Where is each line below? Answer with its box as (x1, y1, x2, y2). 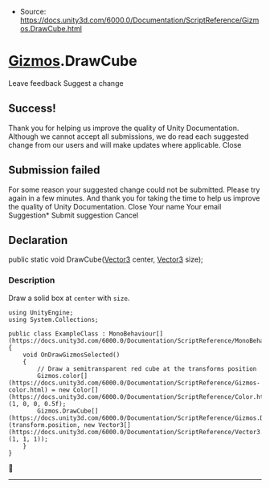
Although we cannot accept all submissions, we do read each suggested (8, 132, 249, 141)
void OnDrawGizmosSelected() (22, 351, 121, 359)
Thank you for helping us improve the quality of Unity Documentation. (8, 123, 239, 132)
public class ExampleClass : (8, 329, 106, 338)
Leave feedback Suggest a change (8, 78, 124, 87)
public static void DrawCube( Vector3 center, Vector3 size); (8, 254, 203, 264)
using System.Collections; (8, 315, 99, 323)
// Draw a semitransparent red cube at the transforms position (37, 364, 257, 372)
